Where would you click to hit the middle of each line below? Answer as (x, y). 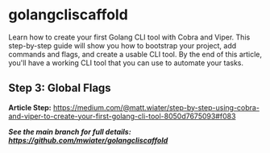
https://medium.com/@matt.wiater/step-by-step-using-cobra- (156, 107)
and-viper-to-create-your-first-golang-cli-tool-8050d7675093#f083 (122, 116)
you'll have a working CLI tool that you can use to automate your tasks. (126, 63)
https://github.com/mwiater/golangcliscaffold (88, 140)
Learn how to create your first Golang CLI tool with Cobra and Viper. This (129, 37)
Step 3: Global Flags (60, 88)
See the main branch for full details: (70, 131)
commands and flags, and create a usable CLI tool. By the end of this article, (135, 54)
